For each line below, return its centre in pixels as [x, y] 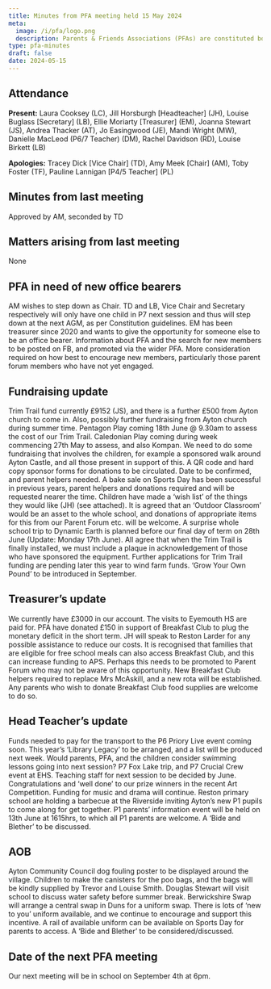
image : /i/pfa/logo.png [55, 31]
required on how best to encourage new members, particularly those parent [134, 358]
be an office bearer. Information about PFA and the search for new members [135, 341]
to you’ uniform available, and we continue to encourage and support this [130, 914]
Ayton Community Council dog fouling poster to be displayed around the [129, 871]
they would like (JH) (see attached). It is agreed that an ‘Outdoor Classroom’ [135, 505]
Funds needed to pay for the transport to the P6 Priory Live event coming [130, 740]
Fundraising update [58, 391]
